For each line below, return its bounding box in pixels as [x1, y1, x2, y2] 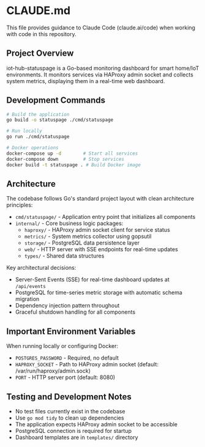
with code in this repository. [6, 30, 76, 37]
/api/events [15, 284, 46, 290]
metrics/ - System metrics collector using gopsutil [24, 233, 152, 240]
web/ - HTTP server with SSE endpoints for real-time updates [24, 246, 179, 253]
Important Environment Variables [6, 326, 136, 336]
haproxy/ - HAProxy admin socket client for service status [24, 226, 170, 234]
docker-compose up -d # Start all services [6, 150, 138, 157]
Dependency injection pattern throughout [15, 302, 120, 309]
